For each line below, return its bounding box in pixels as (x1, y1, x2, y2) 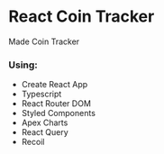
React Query (21, 127, 68, 138)
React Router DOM (21, 98, 92, 109)
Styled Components (21, 108, 96, 119)
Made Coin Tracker (8, 36, 80, 47)
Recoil (21, 137, 45, 148)
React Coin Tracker (8, 6, 155, 27)
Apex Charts (21, 117, 68, 128)
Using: (8, 59, 38, 71)
